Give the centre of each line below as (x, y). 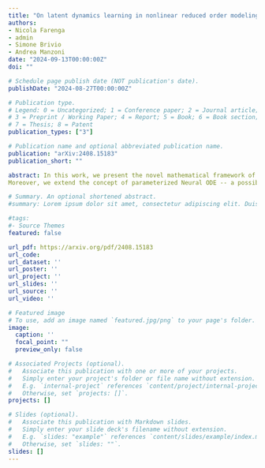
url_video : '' (32, 298)
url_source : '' (33, 291)
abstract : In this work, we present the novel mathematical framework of (132, 175)
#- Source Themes (37, 226)
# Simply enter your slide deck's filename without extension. (118, 429)
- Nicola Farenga (37, 30)
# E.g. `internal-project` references (76, 386)
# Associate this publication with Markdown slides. (100, 422)
